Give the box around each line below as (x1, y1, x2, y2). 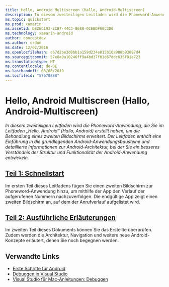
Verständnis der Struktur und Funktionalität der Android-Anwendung (5, 149, 147, 155)
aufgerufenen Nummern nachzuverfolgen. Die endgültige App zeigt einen (5, 193, 158, 200)
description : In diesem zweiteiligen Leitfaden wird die (5, 12, 127, 17)
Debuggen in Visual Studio (12, 271, 68, 277)
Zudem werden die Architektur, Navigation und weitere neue (5, 232, 130, 238)
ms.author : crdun (5, 40, 42, 45)
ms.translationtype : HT (5, 59, 55, 64)
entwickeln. (5, 155, 29, 161)
